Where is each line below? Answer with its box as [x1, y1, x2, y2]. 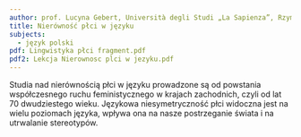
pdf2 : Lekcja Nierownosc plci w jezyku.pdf [9, 55, 175, 64]
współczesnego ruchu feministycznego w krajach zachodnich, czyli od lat [9, 89, 282, 99]
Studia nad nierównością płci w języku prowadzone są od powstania [9, 80, 262, 90]
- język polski [17, 38, 74, 47]
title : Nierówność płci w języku [9, 21, 134, 30]
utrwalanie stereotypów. [9, 117, 99, 128]
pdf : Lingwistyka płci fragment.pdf [9, 47, 146, 56]
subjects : [9, 30, 47, 39]
